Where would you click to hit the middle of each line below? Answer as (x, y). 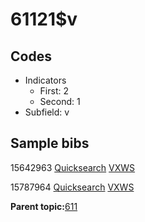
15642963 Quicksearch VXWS (73, 167)
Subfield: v (47, 112)
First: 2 (54, 91)
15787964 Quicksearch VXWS (72, 187)
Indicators (45, 80)
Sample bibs (50, 143)
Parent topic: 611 (44, 206)
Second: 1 (60, 101)
